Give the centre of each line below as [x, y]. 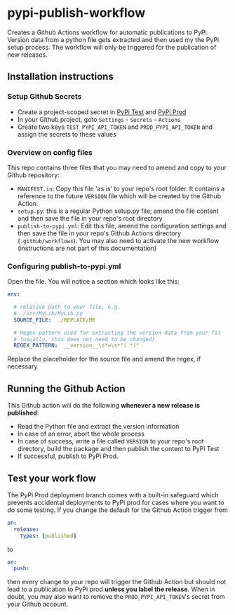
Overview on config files [50, 152]
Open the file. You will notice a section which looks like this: [94, 282]
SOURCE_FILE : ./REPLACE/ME [55, 320]
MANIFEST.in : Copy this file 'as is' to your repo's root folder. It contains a [121, 188]
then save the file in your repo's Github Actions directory [99, 233]
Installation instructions [60, 77]
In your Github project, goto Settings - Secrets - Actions [99, 119]
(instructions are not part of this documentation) [87, 248]
